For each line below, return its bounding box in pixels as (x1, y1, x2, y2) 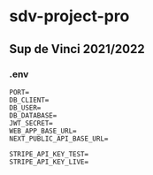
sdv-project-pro (9, 6, 130, 27)
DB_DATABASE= (9, 110, 57, 120)
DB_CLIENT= (9, 95, 50, 104)
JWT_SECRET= (9, 118, 53, 127)
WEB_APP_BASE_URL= (9, 126, 77, 135)
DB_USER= (9, 103, 42, 112)
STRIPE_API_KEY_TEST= (9, 149, 89, 158)
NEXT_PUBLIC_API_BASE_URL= (9, 134, 109, 143)
